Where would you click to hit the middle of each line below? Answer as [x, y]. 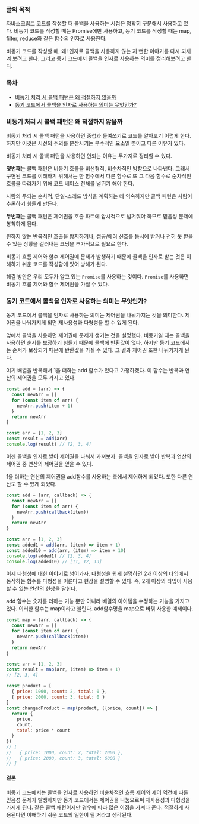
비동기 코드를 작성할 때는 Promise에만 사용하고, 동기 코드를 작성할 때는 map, [103, 31]
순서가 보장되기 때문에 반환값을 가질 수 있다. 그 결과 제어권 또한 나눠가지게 [98, 350]
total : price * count [43, 730]
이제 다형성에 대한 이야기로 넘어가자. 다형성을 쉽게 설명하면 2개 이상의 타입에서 [97, 573]
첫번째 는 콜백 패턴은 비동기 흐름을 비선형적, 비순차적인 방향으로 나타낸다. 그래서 [98, 168]
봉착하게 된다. [22, 223]
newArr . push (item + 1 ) [45, 406]
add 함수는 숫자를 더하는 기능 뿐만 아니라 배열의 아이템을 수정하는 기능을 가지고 [98, 601]
